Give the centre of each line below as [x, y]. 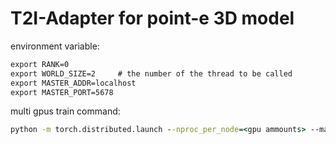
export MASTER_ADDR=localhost [73, 83]
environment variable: [55, 46]
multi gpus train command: [65, 111]
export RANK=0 [40, 64]
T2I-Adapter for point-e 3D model [152, 18]
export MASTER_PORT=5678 [62, 92]
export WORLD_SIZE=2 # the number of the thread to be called [151, 73]
